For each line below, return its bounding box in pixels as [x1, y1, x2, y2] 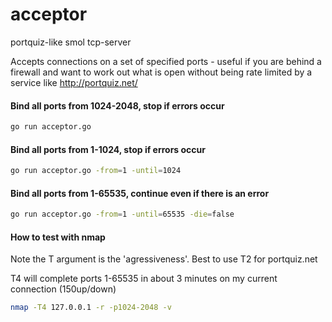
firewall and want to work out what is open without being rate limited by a [10, 66, 313, 78]
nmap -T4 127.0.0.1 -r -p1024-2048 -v [10, 303, 172, 313]
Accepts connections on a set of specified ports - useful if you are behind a [10, 55, 322, 67]
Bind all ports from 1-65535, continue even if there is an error [10, 187, 270, 199]
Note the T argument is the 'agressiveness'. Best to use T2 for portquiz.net [10, 253, 318, 265]
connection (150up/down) [10, 283, 117, 295]
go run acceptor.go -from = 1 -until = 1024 [10, 166, 182, 176]
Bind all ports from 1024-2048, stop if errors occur [10, 99, 225, 112]
